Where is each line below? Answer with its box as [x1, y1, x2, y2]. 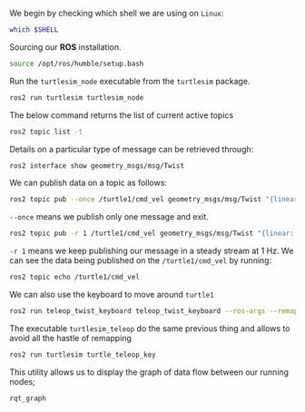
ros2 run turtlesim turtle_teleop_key [9, 349, 156, 359]
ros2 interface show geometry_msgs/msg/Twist [9, 161, 184, 171]
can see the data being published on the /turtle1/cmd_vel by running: [9, 255, 272, 266]
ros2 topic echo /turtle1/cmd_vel [9, 272, 141, 282]
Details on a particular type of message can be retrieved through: [9, 143, 254, 154]
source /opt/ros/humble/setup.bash [9, 59, 144, 68]
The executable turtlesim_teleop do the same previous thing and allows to [9, 322, 290, 334]
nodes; [9, 376, 36, 387]
